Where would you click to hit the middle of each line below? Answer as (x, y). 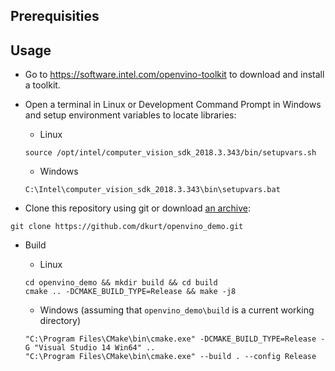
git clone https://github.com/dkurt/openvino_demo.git (127, 227)
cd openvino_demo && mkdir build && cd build (121, 283)
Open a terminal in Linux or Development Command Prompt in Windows (173, 105)
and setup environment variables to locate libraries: (130, 115)
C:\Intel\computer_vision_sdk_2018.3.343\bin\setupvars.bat (152, 190)
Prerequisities (55, 16)
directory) (60, 321)
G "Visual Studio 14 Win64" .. (90, 348)
